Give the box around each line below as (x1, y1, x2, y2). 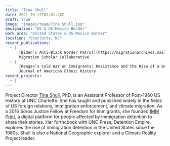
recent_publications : (5, 41, 51, 46)
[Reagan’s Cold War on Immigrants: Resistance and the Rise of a (18, 64, 159, 69)
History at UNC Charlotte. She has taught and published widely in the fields (5, 97, 162, 103)
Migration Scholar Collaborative (18, 54, 90, 60)
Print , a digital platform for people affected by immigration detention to (5, 114, 152, 120)
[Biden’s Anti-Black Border (18, 50, 78, 55)
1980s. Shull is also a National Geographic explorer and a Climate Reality (5, 130, 156, 136)
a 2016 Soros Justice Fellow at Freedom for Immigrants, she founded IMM (5, 108, 159, 114)
